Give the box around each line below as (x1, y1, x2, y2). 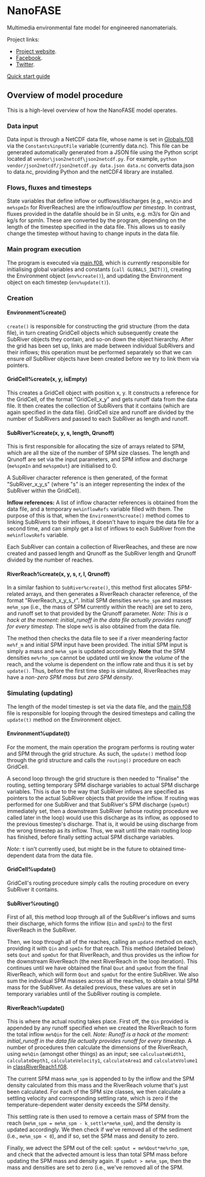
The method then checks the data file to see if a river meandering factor (7, 634, 189, 642)
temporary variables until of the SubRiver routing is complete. (7, 990, 162, 998)
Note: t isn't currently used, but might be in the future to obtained (7, 845, 172, 852)
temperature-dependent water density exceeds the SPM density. (7, 1101, 170, 1108)
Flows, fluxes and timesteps (7, 183, 92, 191)
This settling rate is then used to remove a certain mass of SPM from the (7, 1113, 189, 1120)
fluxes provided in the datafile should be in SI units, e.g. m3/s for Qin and (7, 210, 190, 218)
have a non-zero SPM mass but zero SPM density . (7, 674, 134, 681)
